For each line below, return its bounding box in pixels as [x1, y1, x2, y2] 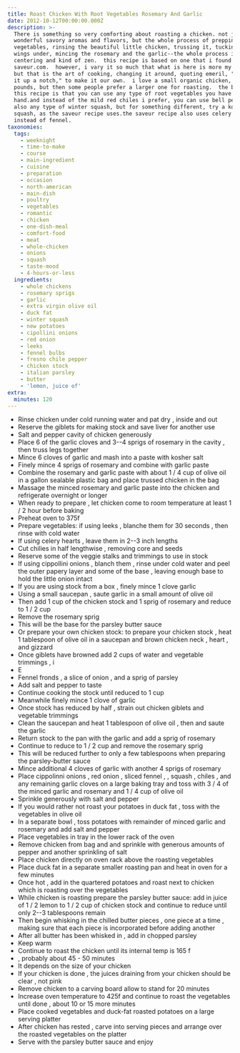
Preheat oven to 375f [17, 514, 80, 522]
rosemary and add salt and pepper [17, 825, 120, 834]
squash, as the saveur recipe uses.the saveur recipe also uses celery [14, 110, 232, 117]
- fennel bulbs [20, 349, 66, 356]
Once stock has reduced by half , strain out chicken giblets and [17, 704, 204, 712]
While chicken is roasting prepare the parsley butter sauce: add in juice [17, 894, 227, 902]
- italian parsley [20, 369, 75, 376]
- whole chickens [20, 283, 72, 290]
